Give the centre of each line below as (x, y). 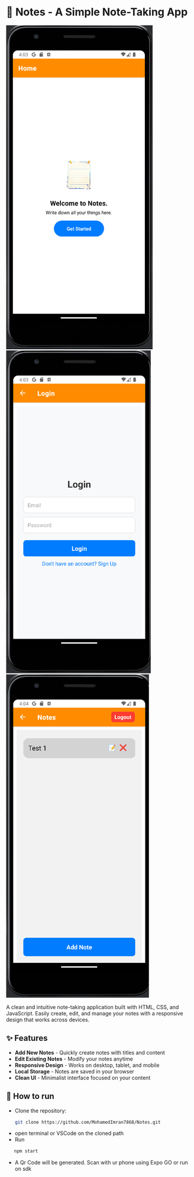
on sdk (23, 1169)
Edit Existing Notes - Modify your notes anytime (74, 1059)
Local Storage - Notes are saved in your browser (75, 1071)
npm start (26, 1151)
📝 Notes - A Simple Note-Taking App (97, 12)
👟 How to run (30, 1096)
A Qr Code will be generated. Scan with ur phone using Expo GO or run (101, 1163)
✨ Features (27, 1038)
